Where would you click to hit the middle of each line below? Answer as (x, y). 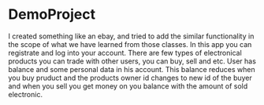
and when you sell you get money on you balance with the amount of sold (128, 86)
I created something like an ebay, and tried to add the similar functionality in (131, 36)
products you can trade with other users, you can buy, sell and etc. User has (132, 61)
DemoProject (52, 14)
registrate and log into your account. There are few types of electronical (125, 52)
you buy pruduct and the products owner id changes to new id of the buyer (130, 78)
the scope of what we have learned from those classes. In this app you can (130, 44)
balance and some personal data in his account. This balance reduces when (132, 69)
